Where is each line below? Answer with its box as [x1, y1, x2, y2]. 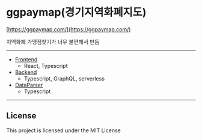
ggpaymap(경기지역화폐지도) [6, 5, 147, 19]
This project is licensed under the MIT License [6, 127, 121, 134]
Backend [14, 68, 37, 76]
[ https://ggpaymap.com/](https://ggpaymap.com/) [6, 25, 131, 33]
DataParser [14, 81, 43, 88]
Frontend [14, 55, 38, 63]
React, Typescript [23, 62, 68, 69]
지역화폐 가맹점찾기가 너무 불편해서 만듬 [6, 38, 100, 45]
